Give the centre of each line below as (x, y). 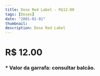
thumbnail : (16, 23)
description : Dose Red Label (35, 28)
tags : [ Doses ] (20, 14)
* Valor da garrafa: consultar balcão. (50, 68)
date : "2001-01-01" (25, 19)
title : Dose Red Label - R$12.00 (40, 10)
